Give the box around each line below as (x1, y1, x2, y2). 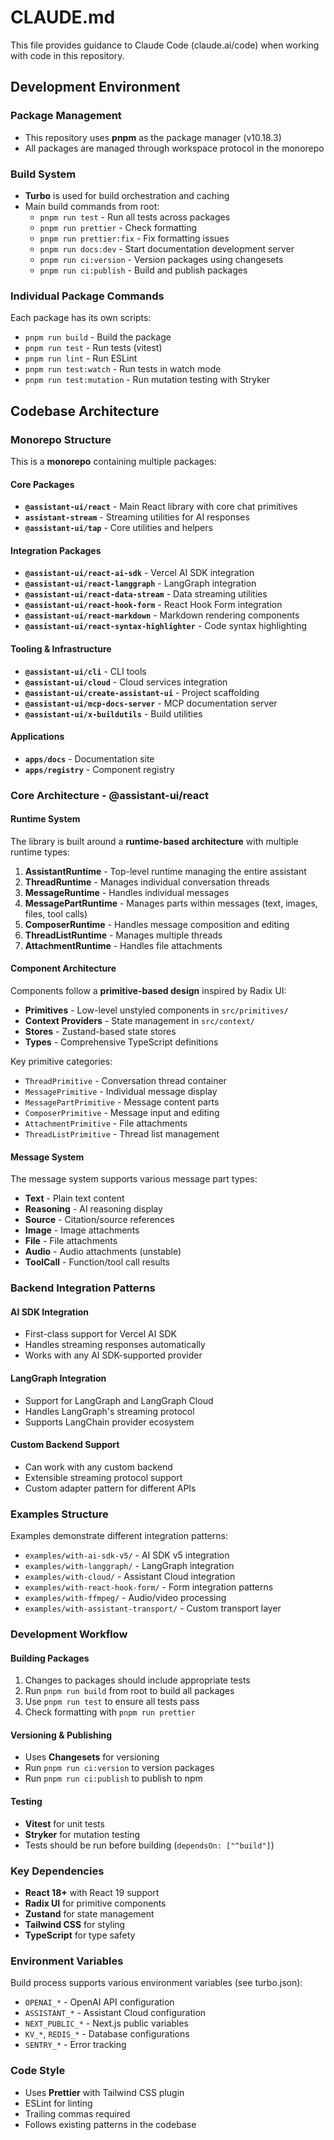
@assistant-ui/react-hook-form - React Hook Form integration (24, 599, 283, 611)
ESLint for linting (24, 2097, 93, 2109)
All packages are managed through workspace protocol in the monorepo (24, 142, 325, 154)
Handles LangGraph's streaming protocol (24, 1405, 195, 1417)
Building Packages (10, 1652, 90, 1664)
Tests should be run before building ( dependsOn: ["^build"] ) (24, 1839, 275, 1851)
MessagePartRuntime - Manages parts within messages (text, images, (24, 897, 318, 909)
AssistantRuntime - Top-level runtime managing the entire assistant (24, 865, 307, 877)
